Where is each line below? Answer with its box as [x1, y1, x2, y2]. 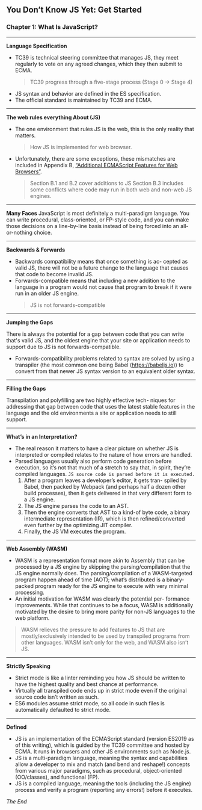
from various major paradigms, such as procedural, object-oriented [14, 767, 182, 774]
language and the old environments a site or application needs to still [6, 409, 177, 416]
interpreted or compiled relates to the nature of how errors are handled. [14, 451, 192, 458]
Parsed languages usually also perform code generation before [14, 457, 172, 465]
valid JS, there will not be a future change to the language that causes [14, 264, 189, 271]
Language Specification [6, 42, 67, 49]
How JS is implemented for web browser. [29, 143, 132, 150]
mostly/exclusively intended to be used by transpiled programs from [20, 632, 190, 640]
